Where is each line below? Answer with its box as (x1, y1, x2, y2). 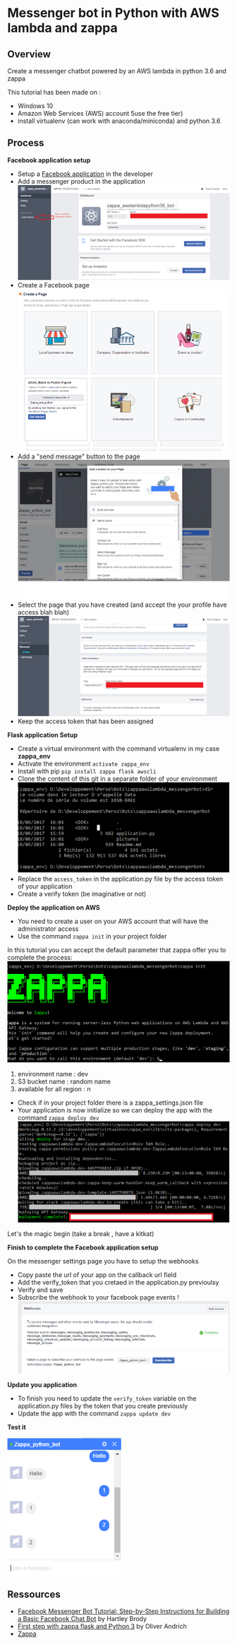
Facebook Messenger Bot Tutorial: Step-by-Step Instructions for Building (17, 1607, 230, 1615)
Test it (7, 1423, 26, 1432)
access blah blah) (17, 608, 69, 617)
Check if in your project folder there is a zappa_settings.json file (17, 1098, 203, 1107)
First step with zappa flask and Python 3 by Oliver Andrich (17, 1622, 187, 1631)
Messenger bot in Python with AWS (7, 5, 220, 21)
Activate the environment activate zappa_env (17, 759, 150, 768)
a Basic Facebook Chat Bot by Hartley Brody (17, 1615, 147, 1623)
